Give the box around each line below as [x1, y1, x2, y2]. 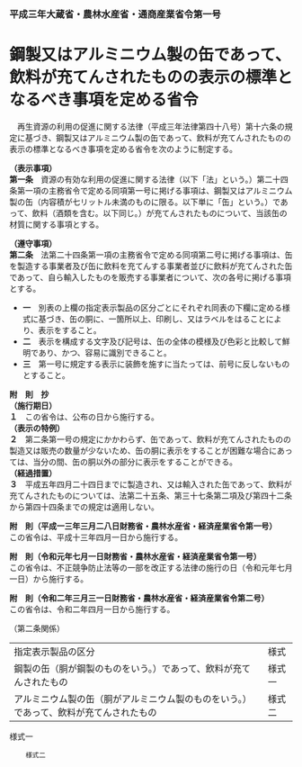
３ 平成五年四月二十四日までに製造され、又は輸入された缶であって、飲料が [9, 479, 292, 490]
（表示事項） [9, 162, 57, 173]
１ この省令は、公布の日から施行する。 [9, 411, 159, 422]
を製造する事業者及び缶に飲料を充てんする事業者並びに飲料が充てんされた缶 [9, 260, 293, 271]
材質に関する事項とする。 [9, 219, 104, 230]
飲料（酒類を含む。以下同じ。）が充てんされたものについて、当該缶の [31, 207, 288, 218]
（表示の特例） [9, 422, 65, 433]
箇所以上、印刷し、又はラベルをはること [116, 313, 267, 324]
